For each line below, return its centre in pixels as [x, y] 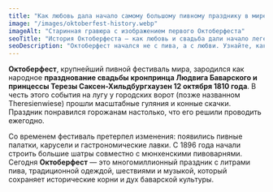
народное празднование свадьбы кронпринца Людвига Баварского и [133, 78]
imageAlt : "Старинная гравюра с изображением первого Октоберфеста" [127, 31]
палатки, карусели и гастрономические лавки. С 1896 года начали [125, 145]
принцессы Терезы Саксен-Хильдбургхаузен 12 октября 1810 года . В [132, 87]
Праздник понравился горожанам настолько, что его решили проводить [135, 112]
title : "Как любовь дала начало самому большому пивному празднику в [129, 16]
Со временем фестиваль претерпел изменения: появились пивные [126, 137]
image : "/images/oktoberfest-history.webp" [83, 23]
